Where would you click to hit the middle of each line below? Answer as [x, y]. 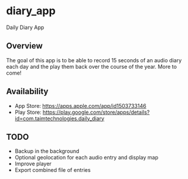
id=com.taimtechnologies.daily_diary [60, 118]
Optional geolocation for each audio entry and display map [87, 158]
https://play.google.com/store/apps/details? [96, 112]
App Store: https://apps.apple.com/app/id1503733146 [80, 106]
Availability [27, 92]
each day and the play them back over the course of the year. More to [91, 66]
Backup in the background [47, 151]
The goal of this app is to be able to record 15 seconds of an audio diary [94, 60]
